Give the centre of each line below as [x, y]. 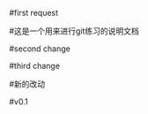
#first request [34, 13]
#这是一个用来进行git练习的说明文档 [74, 31]
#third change [34, 66]
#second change [40, 49]
